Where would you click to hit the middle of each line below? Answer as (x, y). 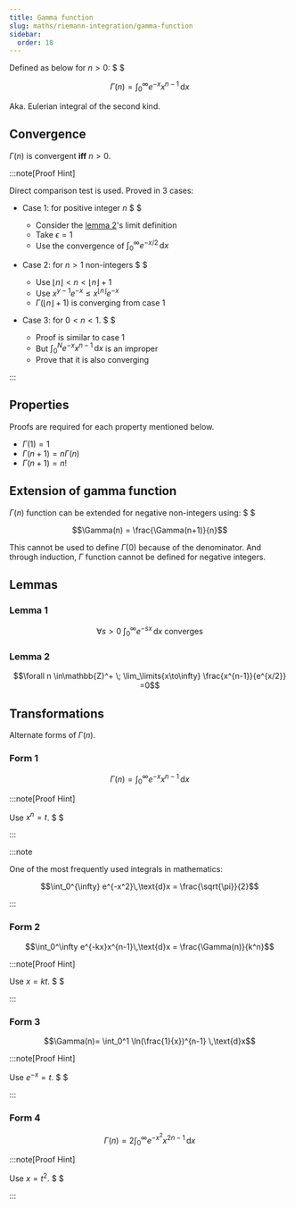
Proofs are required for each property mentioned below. (112, 426)
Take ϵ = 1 (54, 234)
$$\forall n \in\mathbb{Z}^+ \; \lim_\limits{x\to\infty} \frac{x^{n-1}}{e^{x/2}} (150, 676)
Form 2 (25, 927)
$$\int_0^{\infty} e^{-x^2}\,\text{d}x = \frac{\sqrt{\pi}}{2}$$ (150, 886)
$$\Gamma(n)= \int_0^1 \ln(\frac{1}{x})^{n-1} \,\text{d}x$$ (150, 1041)
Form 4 (25, 1118)
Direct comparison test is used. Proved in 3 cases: (102, 190)
